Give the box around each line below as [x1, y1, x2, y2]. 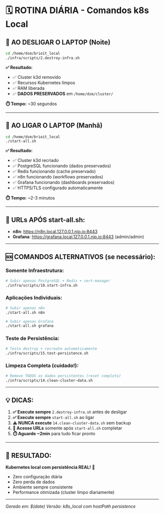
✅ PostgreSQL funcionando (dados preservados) [12, 163, 111, 169]
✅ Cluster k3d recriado [12, 157, 59, 163]
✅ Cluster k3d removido [12, 74, 61, 80]
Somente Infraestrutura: [5, 267, 64, 274]
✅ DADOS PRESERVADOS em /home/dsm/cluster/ [12, 90, 113, 96]
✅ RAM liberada [12, 85, 45, 91]
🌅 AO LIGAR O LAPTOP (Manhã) [5, 121, 103, 130]
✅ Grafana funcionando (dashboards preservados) [12, 179, 115, 185]
